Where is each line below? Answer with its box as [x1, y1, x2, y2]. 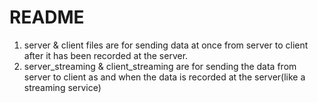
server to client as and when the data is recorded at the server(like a [23, 71, 306, 83]
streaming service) [23, 81, 102, 93]
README [9, 6, 85, 29]
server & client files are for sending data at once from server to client [23, 39, 309, 51]
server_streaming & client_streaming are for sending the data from [23, 60, 297, 72]
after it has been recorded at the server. [23, 49, 189, 61]
